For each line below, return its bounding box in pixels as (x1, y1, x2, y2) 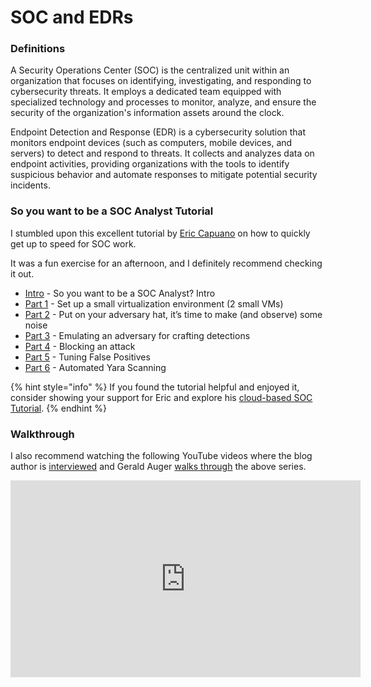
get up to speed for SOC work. (10, 237, 137, 250)
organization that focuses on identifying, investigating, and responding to (10, 75, 312, 87)
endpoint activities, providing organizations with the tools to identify (10, 158, 290, 170)
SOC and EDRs (10, 6, 134, 29)
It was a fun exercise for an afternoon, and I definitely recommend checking (10, 257, 323, 269)
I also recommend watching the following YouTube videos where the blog (10, 450, 313, 462)
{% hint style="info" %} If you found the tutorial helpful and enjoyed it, (10, 381, 300, 393)
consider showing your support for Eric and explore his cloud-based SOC (10, 391, 313, 403)
